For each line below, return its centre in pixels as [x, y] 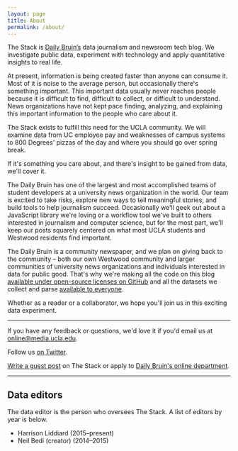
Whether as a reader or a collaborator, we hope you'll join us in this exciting [117, 303]
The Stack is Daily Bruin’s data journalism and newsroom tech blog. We [111, 48]
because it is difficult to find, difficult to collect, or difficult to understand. [114, 99]
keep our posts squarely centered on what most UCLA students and [106, 230]
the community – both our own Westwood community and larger [101, 259]
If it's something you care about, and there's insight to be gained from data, [118, 164]
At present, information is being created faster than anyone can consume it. [118, 76]
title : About [27, 21]
